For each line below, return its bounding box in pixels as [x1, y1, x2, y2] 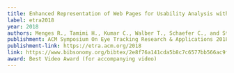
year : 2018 [7, 23, 39, 30]
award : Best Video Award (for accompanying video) [7, 56, 157, 63]
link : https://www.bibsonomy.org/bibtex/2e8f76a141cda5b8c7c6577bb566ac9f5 [7, 49, 232, 56]
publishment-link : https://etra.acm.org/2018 [7, 42, 141, 49]
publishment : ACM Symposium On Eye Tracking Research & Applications [7, 36, 214, 43]
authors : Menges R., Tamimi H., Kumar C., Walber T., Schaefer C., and [7, 29, 219, 37]
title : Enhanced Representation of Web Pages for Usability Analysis [7, 10, 214, 17]
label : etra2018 [7, 17, 54, 24]
